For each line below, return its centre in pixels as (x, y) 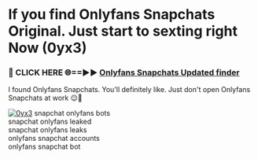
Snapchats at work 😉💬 (45, 98)
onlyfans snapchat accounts (54, 139)
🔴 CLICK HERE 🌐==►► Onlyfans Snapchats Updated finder (124, 72)
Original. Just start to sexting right (123, 31)
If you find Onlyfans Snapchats (112, 15)
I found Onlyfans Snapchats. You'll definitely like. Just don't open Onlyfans (129, 90)
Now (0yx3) (48, 48)
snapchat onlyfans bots (72, 113)
